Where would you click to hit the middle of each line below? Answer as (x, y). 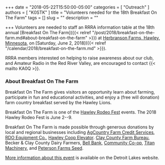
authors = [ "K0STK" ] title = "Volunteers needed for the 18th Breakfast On (81, 12)
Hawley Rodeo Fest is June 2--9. (39, 117)
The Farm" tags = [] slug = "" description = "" (52, 18)
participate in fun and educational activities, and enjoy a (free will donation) (82, 97)
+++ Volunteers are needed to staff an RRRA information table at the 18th (80, 27)
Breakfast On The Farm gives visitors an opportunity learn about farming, (80, 92)
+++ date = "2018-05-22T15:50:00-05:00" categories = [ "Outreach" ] (77, 7)
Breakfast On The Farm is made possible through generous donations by (80, 127)
